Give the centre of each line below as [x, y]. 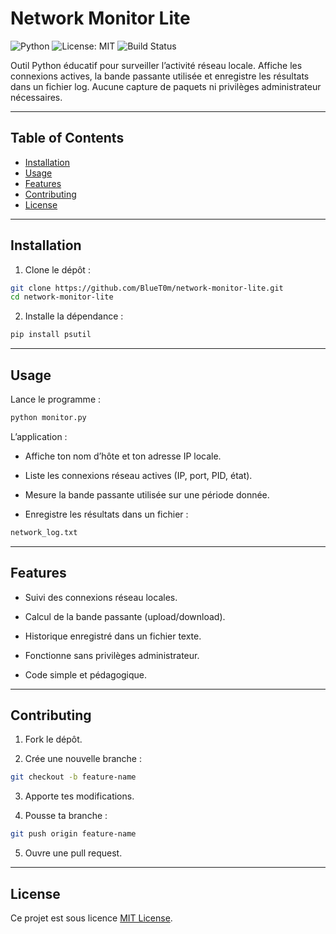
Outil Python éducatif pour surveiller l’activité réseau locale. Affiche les [156, 65]
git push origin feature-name [73, 834]
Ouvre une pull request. [73, 853]
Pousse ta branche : [66, 816]
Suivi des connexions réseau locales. [101, 597]
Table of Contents [67, 138]
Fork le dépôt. [53, 739]
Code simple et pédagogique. [86, 674]
